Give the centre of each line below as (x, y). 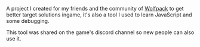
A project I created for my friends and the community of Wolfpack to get (95, 9)
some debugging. (28, 21)
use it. (14, 38)
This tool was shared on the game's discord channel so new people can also (100, 32)
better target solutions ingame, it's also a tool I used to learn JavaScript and (99, 15)
